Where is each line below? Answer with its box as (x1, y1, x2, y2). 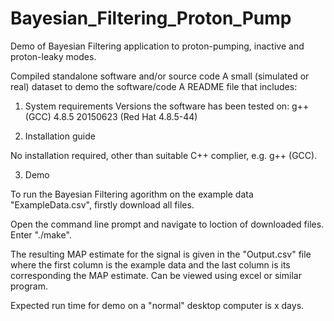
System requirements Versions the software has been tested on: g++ (24, 100, 310, 112)
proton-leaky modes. (10, 50, 97, 62)
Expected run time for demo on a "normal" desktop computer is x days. (10, 299, 305, 311)
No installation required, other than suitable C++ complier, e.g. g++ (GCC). (10, 149, 318, 161)
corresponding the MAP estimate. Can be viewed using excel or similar (10, 269, 302, 281)
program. (10, 280, 49, 292)
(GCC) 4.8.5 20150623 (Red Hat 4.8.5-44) (24, 110, 198, 122)
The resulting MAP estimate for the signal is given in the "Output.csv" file (10, 248, 312, 260)
